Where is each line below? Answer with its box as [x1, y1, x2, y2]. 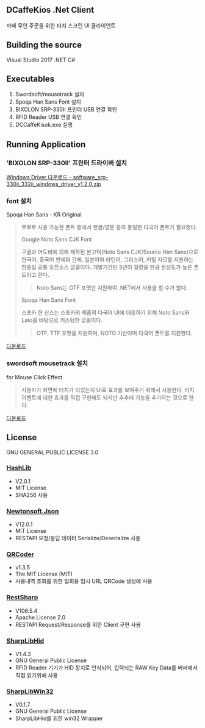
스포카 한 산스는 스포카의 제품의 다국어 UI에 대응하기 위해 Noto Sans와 [21, 309, 190, 316]
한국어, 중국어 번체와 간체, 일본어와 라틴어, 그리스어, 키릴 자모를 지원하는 [21, 256, 194, 263]
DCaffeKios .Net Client [6, 5, 95, 15]
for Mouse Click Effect [6, 373, 63, 380]
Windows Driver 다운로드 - [6, 174, 72, 181]
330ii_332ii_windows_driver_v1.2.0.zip [6, 180, 102, 188]
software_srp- [73, 174, 109, 181]
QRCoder [6, 550, 35, 558]
